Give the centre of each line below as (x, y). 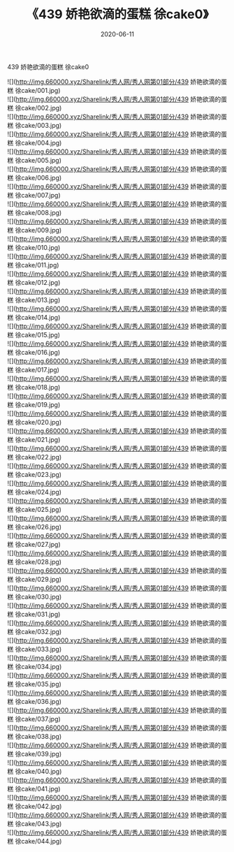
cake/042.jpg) (41, 806)
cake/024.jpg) (41, 492)
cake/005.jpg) (41, 160)
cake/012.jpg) (41, 282)
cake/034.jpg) (41, 666)
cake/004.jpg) (41, 142)
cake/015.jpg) (41, 335)
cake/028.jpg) (41, 561)
